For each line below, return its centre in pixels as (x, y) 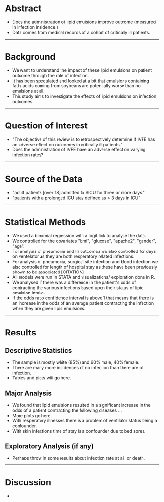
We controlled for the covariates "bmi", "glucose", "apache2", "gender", (84, 241)
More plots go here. (32, 415)
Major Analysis (29, 393)
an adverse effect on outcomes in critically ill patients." (67, 144)
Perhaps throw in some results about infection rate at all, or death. (79, 458)
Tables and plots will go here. (42, 378)
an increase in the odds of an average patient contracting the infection (83, 303)
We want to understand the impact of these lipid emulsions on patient (82, 70)
